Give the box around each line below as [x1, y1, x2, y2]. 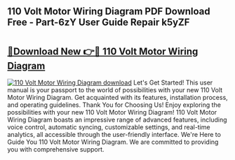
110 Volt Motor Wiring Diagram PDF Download [7, 6, 210, 17]
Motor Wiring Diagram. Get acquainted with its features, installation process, [7, 94, 228, 101]
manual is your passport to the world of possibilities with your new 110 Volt [7, 86, 223, 94]
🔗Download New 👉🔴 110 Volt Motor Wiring [7, 45, 199, 57]
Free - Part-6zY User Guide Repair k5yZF [7, 17, 190, 29]
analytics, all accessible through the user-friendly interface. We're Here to [7, 131, 221, 138]
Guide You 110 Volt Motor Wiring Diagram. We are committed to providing [7, 138, 219, 146]
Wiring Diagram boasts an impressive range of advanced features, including [7, 115, 227, 124]
